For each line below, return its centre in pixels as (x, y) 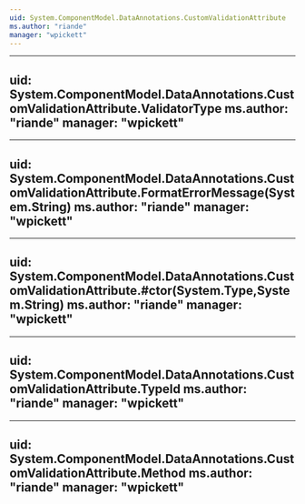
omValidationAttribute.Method (98, 474)
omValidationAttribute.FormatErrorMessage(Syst (152, 192)
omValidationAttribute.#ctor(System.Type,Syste (150, 291)
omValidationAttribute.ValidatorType (116, 109)
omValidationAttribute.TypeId (95, 389)
